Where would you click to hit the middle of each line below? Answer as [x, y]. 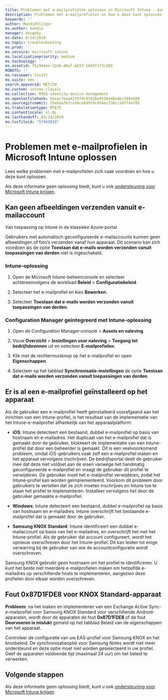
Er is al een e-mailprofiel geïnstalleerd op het [76, 392]
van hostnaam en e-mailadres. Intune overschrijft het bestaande [78, 511]
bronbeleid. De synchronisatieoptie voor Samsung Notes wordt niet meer [80, 643]
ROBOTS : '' [16, 71]
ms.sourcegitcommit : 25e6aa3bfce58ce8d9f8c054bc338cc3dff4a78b [72, 103]
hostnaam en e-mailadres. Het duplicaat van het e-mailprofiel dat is [82, 438]
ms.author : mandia [24, 29]
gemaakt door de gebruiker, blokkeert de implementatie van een [78, 443]
